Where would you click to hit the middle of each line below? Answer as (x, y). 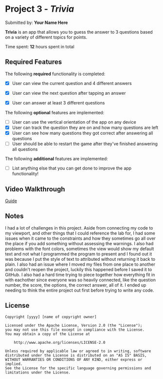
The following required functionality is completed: (55, 74)
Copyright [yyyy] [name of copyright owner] (51, 317)
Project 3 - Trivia (40, 9)
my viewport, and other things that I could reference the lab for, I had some (80, 233)
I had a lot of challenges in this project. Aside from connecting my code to (79, 228)
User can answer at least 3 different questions (58, 103)
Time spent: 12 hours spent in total (40, 46)
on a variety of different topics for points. (46, 37)
